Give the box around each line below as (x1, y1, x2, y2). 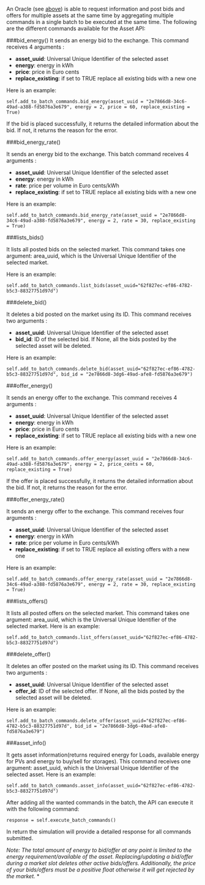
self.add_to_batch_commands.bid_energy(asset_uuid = (6, 98, 144, 104)
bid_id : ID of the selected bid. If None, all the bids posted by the (15, 336, 177, 343)
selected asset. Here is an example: (6, 771, 96, 778)
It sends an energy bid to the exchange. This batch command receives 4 (6, 151, 189, 157)
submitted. (6, 835, 34, 841)
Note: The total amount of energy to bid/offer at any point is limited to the (6, 846, 192, 854)
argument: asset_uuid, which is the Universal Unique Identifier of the (6, 765, 179, 771)
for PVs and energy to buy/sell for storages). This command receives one (6, 758, 191, 765)
